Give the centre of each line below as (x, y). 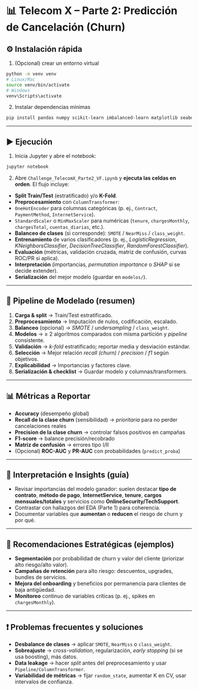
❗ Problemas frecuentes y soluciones (75, 627)
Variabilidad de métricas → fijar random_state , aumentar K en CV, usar (100, 675)
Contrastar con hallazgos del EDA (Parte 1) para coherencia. (88, 508)
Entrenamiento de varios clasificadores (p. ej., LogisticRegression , (96, 239)
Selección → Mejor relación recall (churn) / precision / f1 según (92, 353)
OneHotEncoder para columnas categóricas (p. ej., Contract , (86, 208)
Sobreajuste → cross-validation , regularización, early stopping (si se (98, 650)
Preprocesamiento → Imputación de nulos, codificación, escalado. (96, 321)
